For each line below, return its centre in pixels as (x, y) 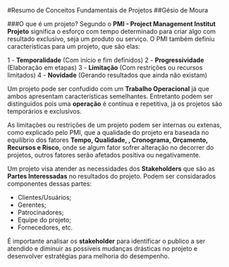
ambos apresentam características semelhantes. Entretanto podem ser (110, 96)
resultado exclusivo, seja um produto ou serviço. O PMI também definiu (111, 39)
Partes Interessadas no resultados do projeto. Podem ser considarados (112, 176)
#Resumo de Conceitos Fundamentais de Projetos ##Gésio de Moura (108, 10)
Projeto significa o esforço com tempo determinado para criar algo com (112, 31)
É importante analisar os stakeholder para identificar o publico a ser (106, 241)
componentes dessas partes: (50, 184)
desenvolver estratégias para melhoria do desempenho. (88, 256)
